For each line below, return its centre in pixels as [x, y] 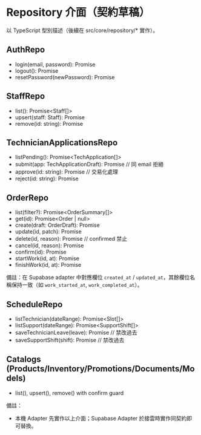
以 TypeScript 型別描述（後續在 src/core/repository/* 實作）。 [82, 30]
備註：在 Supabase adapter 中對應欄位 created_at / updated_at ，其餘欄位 [98, 277]
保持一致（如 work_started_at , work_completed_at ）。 [77, 285]
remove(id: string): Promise [49, 123]
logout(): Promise [37, 71]
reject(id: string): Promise [47, 178]
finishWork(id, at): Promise [48, 265]
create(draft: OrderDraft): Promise [57, 225]
